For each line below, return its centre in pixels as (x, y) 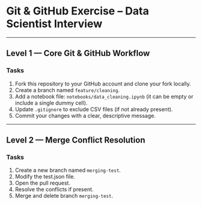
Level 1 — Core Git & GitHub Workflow (78, 53)
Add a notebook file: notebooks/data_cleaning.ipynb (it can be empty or (104, 96)
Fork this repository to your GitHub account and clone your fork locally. (103, 84)
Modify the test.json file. (45, 177)
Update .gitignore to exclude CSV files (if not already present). (94, 109)
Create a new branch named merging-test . (68, 170)
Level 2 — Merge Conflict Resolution (76, 140)
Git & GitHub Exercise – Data (78, 11)
